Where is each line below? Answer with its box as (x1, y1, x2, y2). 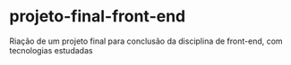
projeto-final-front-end (9, 6, 186, 27)
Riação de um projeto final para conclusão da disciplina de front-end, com (9, 36, 284, 46)
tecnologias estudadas (9, 45, 93, 55)
